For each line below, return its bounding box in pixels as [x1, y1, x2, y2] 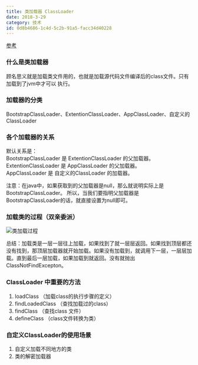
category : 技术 [6, 19, 42, 25]
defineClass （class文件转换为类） [14, 314, 99, 321]
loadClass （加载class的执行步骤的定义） [14, 293, 115, 300]
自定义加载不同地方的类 [14, 346, 72, 353]
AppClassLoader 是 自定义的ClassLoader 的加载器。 [6, 170, 133, 177]
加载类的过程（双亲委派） [6, 213, 79, 221]
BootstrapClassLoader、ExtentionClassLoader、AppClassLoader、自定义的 [6, 110, 190, 118]
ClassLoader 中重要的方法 [6, 278, 81, 286]
